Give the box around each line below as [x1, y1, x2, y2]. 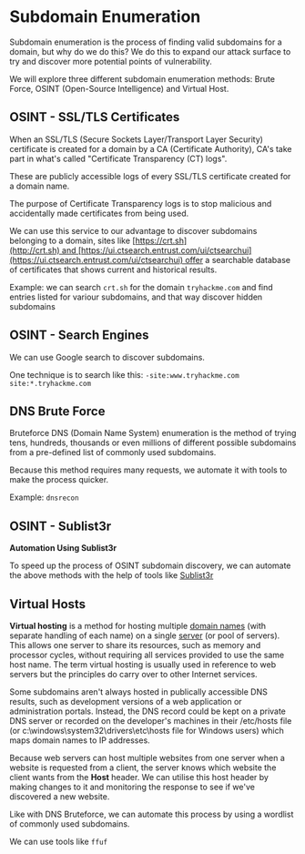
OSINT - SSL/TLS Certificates [9, 109, 180, 125]
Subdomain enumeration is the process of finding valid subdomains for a [9, 36, 282, 47]
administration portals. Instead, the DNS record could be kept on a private [9, 706, 287, 717]
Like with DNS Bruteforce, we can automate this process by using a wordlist [9, 808, 294, 819]
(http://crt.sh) [9, 244, 61, 256]
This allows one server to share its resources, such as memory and [9, 640, 261, 650]
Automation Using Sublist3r [9, 543, 117, 554]
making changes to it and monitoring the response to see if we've [9, 781, 255, 792]
